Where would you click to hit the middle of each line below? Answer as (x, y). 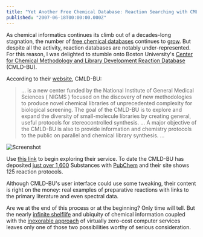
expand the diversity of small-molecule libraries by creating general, (106, 116)
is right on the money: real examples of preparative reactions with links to (98, 190)
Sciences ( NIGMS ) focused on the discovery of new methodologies (106, 97)
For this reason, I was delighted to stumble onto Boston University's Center (100, 54)
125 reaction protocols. (35, 171)
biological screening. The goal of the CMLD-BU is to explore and (101, 109)
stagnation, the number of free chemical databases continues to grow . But (99, 41)
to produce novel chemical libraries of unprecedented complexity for (106, 103)
